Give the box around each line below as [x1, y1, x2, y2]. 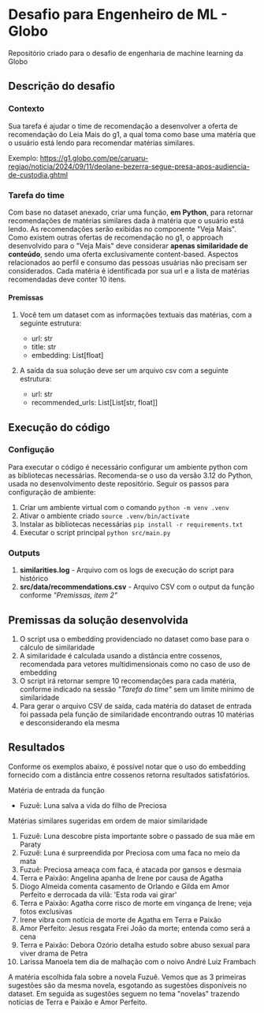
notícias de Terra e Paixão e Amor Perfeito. [8, 997, 148, 1007]
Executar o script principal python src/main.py [19, 527, 171, 537]
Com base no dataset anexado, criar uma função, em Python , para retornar [8, 207, 254, 217]
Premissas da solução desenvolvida [8, 613, 189, 627]
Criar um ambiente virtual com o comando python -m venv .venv [19, 502, 230, 512]
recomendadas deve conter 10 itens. [8, 274, 127, 284]
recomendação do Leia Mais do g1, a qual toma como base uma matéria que [8, 129, 256, 139]
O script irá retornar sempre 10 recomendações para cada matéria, [19, 676, 237, 685]
